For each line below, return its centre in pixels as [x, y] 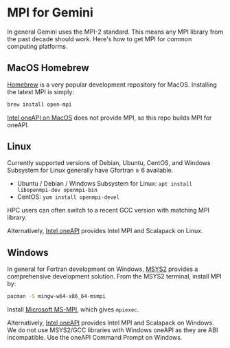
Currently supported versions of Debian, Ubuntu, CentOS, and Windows [109, 163]
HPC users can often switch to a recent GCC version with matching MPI [108, 210]
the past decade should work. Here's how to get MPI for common [100, 39]
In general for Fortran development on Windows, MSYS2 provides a [103, 269]
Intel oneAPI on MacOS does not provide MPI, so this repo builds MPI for [110, 118]
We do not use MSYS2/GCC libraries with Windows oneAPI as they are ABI [113, 330]
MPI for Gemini [50, 13]
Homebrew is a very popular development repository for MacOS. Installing [112, 85]
